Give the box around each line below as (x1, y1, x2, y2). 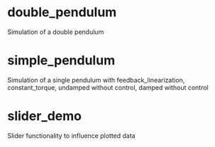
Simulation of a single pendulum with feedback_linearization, (7, 76, 185, 84)
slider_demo (7, 108, 82, 124)
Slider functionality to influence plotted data (7, 131, 136, 140)
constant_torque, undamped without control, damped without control (7, 83, 209, 92)
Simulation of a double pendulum (7, 28, 104, 36)
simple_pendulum (7, 52, 116, 69)
